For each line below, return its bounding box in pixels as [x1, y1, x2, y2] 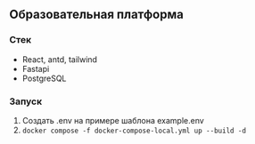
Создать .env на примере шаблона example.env [21, 115, 205, 125]
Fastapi [21, 63, 50, 74]
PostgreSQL [21, 73, 67, 84]
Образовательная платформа [9, 7, 185, 22]
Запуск [9, 95, 43, 108]
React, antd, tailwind [21, 53, 98, 65]
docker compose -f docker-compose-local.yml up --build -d [21, 126, 247, 135]
